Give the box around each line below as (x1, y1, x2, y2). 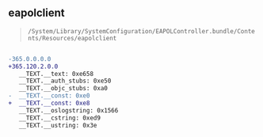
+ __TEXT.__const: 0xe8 (8, 99, 90, 108)
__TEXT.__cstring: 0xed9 (18, 114, 101, 122)
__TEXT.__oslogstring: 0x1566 (18, 106, 119, 114)
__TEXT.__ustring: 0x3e (18, 121, 97, 129)
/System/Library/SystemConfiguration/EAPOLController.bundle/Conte (27, 27, 255, 35)
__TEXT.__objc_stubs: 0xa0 (18, 85, 109, 93)
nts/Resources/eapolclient (27, 34, 117, 42)
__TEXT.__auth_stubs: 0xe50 (18, 77, 112, 86)
